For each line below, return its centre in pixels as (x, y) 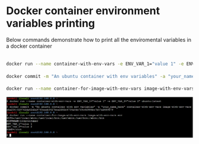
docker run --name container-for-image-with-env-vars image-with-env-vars (100, 89)
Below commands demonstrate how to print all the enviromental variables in (99, 40)
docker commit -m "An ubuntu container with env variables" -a (86, 76)
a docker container (29, 46)
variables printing (51, 23)
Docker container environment (83, 11)
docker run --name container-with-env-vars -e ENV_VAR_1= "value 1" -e (95, 64)
